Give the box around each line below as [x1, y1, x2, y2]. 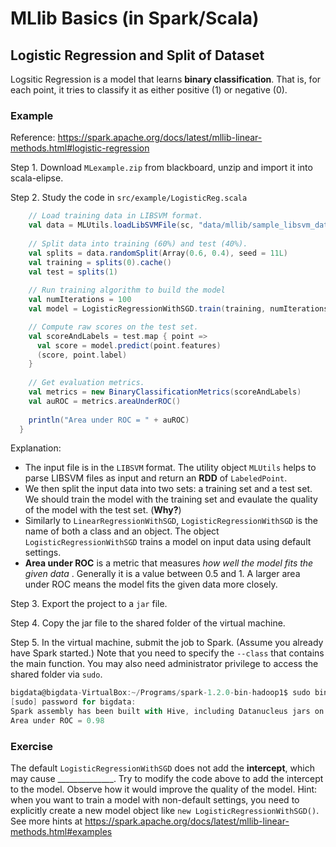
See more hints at [10, 815, 83, 827]
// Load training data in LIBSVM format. [28, 211, 203, 221]
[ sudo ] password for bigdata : [10, 697, 137, 707]
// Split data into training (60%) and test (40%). [28, 238, 248, 249]
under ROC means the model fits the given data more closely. [24, 578, 278, 591]
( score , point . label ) [36, 350, 128, 360]
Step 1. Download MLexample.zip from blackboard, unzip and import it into [10, 162, 313, 174]
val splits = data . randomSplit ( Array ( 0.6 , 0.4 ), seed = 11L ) [28, 248, 289, 258]
